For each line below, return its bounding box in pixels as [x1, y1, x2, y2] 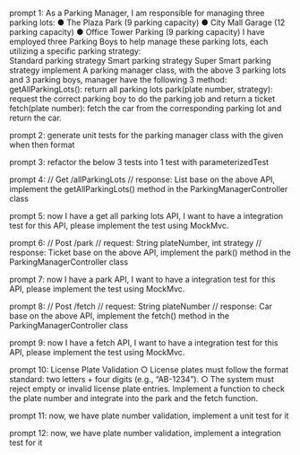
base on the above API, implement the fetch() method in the [9, 311, 230, 321]
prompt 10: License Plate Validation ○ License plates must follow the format [9, 364, 289, 375]
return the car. [9, 112, 63, 123]
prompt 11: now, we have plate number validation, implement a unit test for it [9, 410, 289, 421]
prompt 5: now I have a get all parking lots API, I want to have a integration [9, 211, 284, 221]
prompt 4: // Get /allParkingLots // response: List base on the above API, [9, 174, 276, 185]
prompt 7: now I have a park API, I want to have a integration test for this [9, 274, 276, 284]
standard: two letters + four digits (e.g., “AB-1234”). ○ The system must [9, 374, 275, 384]
